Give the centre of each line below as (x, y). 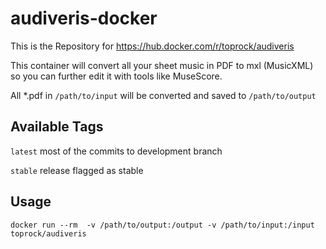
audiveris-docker (84, 18)
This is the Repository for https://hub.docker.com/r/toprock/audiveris (152, 46)
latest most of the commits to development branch (116, 151)
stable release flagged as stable (77, 170)
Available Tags (57, 127)
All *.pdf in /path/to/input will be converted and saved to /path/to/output (163, 95)
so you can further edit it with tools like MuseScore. (116, 76)
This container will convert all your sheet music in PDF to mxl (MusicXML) (162, 65)
